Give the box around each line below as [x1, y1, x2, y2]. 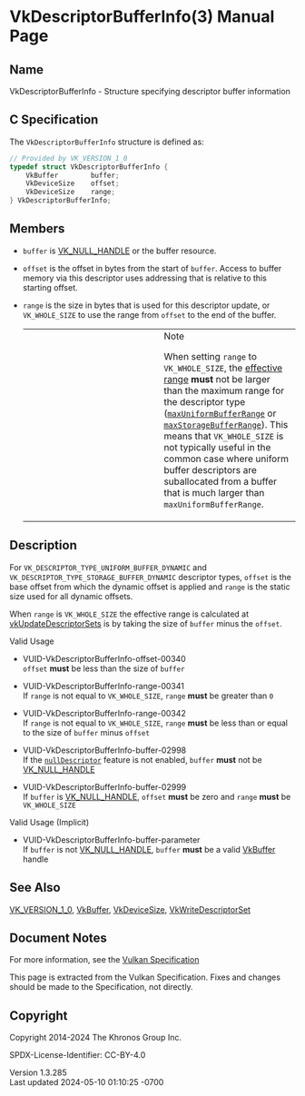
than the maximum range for [162, 384, 285, 397]
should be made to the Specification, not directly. [9, 982, 193, 992]
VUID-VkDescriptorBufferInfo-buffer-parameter [22, 834, 201, 845]
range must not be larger [162, 372, 271, 385]
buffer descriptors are [162, 463, 257, 476]
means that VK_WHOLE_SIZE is [162, 430, 284, 442]
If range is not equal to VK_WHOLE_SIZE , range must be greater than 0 [22, 690, 274, 701]
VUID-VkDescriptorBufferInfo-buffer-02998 [22, 745, 187, 755]
